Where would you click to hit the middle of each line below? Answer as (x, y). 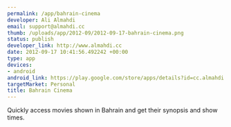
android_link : (28, 78)
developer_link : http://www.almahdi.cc (65, 46)
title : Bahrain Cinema (40, 90)
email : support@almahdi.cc (46, 26)
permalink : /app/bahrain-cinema (54, 13)
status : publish (30, 39)
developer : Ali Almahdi (41, 20)
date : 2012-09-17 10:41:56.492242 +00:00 (68, 52)
